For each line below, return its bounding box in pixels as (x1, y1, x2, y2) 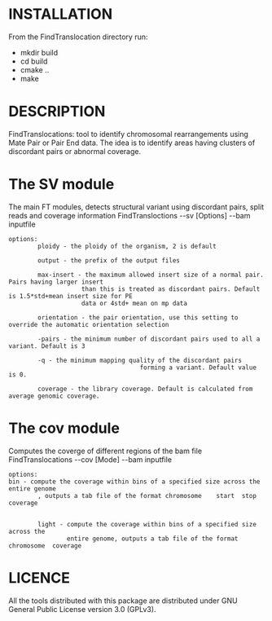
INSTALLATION (8, 5, 112, 24)
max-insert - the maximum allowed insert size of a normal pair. (37, 271, 265, 279)
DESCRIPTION (8, 103, 106, 121)
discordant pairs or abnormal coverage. (8, 146, 141, 156)
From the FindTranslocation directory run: (8, 32, 148, 42)
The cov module (8, 419, 121, 437)
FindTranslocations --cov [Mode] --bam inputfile (8, 454, 173, 465)
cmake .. (20, 64, 50, 74)
